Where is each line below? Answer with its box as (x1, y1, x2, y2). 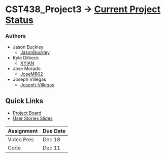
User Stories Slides (12, 115, 53, 121)
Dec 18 (43, 136, 61, 143)
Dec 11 (43, 144, 61, 151)
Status (5, 14, 34, 26)
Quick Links (5, 97, 44, 105)
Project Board (12, 110, 42, 116)
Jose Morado (12, 66, 41, 72)
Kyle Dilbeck (12, 55, 39, 61)
